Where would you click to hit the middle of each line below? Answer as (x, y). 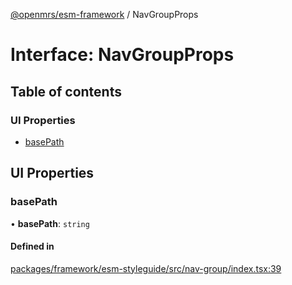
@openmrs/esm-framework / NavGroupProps (104, 14)
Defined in (32, 246)
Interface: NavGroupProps (122, 55)
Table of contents (66, 91)
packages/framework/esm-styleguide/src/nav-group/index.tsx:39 (146, 268)
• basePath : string (50, 223)
